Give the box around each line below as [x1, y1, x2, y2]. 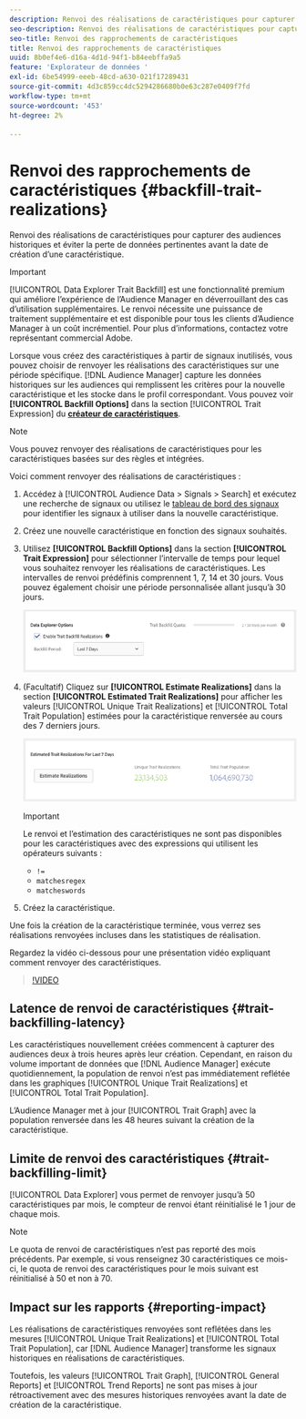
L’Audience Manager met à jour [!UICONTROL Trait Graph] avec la [9, 1105, 257, 1116]
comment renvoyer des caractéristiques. [9, 956, 162, 967]
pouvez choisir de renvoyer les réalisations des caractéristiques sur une [9, 360, 280, 371]
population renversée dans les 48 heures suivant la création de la [9, 1115, 255, 1126]
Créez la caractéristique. [22, 902, 116, 913]
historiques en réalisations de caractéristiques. [9, 1353, 185, 1363]
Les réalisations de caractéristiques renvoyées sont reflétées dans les [9, 1323, 271, 1334]
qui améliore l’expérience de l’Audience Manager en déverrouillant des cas [9, 294, 289, 305]
